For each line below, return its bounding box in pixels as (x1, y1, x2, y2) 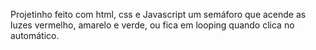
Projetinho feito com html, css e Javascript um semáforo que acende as (10, 9, 307, 20)
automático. (10, 30, 60, 41)
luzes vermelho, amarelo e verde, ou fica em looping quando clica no (10, 19, 295, 31)
